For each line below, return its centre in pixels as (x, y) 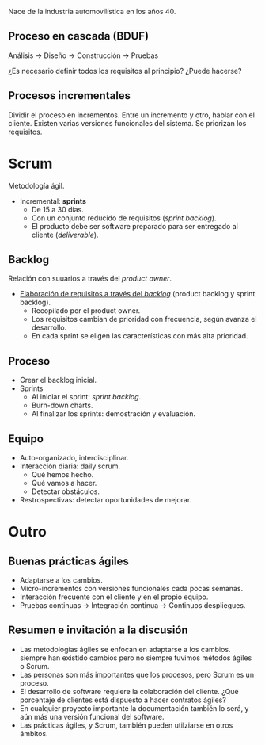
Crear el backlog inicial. (58, 380)
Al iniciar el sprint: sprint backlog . (86, 397)
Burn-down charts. (62, 405)
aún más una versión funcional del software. (92, 716)
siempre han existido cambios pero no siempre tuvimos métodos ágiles (136, 658)
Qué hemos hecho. (62, 474)
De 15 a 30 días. (58, 209)
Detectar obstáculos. (66, 491)
